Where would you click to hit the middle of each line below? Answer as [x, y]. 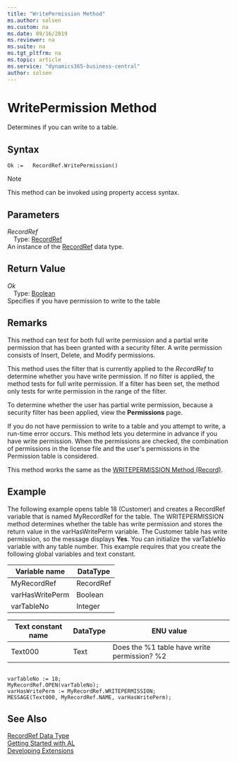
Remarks [28, 323]
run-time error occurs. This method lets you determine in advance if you [112, 433]
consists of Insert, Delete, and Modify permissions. [81, 355]
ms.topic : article [34, 60]
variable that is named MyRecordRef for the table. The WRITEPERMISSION [116, 516]
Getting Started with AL [41, 743]
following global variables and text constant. [72, 554]
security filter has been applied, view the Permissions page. [95, 412]
